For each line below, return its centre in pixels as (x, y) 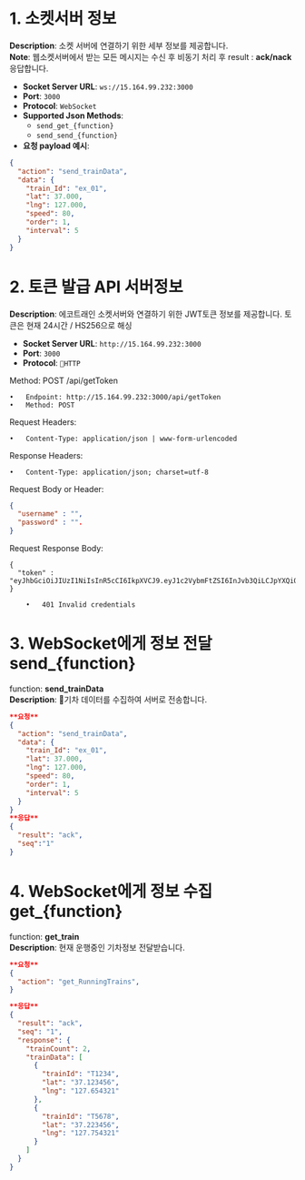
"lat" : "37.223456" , (81, 1125)
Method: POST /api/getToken (64, 380)
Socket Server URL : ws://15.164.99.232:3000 (108, 86)
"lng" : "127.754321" (81, 1134)
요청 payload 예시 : (56, 146)
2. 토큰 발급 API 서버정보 (96, 287)
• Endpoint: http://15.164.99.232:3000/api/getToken (115, 397)
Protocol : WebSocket (59, 106)
